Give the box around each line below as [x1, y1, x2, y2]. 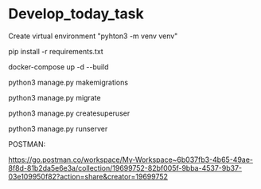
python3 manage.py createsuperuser [8, 108, 130, 118]
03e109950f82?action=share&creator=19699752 [8, 171, 169, 181]
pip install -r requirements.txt [8, 46, 103, 56]
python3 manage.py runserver [8, 124, 108, 133]
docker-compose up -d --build [8, 61, 109, 72]
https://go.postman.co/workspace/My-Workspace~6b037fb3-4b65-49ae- [8, 155, 253, 164]
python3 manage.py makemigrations [8, 77, 129, 87]
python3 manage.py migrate [8, 93, 101, 102]
